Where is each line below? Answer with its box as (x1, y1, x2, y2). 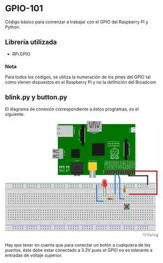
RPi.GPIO (12, 51, 31, 57)
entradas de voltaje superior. (5, 252, 63, 258)
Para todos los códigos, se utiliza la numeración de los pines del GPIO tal (5, 74, 151, 80)
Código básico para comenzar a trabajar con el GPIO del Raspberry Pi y (5, 19, 148, 25)
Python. (5, 24, 21, 30)
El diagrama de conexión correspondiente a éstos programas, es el (5, 106, 139, 112)
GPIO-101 (5, 3, 43, 14)
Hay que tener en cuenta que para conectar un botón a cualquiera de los (5, 242, 150, 248)
